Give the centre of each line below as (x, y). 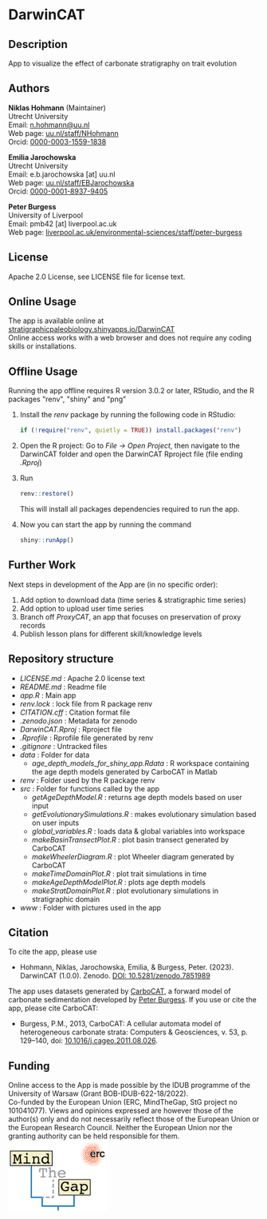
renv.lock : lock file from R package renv (86, 703)
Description (38, 44)
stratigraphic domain (66, 899)
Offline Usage (43, 371)
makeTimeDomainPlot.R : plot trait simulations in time (119, 874)
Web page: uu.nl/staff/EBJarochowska (71, 182)
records (33, 625)
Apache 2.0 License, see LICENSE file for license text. (97, 277)
